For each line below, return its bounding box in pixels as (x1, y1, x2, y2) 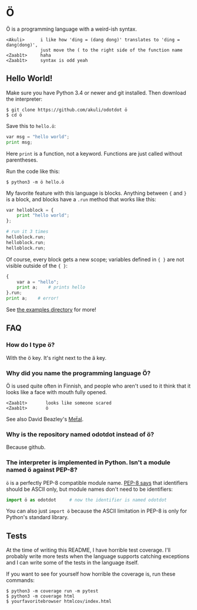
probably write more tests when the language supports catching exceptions (6, 553, 190, 560)
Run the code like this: (6, 168, 60, 175)
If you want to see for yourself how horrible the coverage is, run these (6, 570, 176, 578)
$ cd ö (6, 112, 22, 118)
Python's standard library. (6, 514, 69, 521)
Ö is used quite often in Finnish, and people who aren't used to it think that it (6, 382, 191, 389)
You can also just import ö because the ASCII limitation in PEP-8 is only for (6, 507, 187, 514)
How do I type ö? (6, 341, 55, 349)
